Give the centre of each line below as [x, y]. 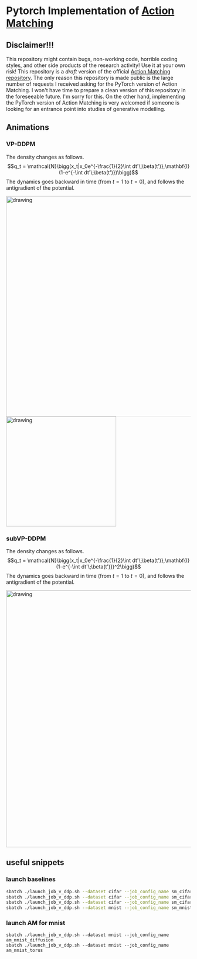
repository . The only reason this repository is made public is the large [90, 78]
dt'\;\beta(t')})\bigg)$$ [111, 172]
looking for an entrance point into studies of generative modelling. [86, 109]
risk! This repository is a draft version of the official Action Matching [88, 71]
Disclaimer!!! [30, 45]
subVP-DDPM [26, 539]
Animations [28, 127]
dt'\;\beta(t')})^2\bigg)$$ [111, 566]
